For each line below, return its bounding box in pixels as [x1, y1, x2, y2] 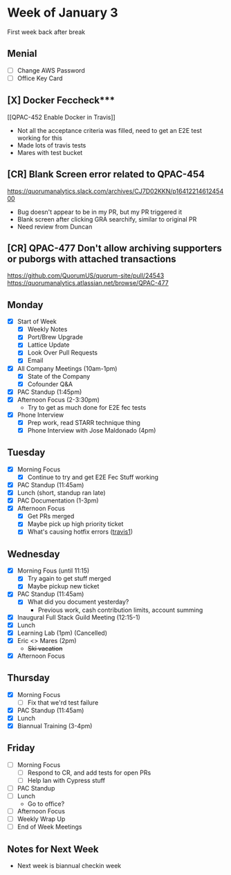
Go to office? [27, 800, 65, 808]
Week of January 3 [7, 5, 118, 21]
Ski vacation [27, 644, 63, 652]
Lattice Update [27, 341, 71, 349]
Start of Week [17, 317, 57, 326]
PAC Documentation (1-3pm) [17, 496, 99, 505]
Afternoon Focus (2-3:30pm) [17, 395, 100, 404]
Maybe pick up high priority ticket [27, 520, 124, 528]
